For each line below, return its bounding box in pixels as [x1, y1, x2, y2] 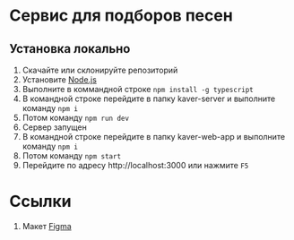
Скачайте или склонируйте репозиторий [22, 64, 178, 75]
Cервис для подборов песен [9, 5, 233, 26]
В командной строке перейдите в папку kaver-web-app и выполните [22, 132, 285, 141]
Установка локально [9, 41, 131, 56]
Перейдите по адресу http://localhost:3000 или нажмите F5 [22, 160, 249, 170]
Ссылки [9, 192, 72, 211]
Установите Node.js [22, 74, 97, 85]
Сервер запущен [22, 122, 87, 133]
